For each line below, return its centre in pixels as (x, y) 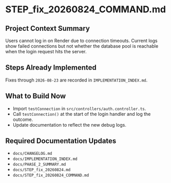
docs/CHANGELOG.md (32, 154)
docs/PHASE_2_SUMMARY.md (39, 165)
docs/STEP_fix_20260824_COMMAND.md (51, 175)
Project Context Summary (47, 28)
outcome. (23, 119)
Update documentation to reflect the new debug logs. (70, 125)
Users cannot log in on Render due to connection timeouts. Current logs (81, 40)
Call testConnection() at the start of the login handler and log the (82, 114)
